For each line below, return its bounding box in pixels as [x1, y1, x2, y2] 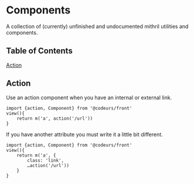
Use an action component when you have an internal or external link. [6, 94, 172, 101]
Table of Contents [6, 46, 73, 56]
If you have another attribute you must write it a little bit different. [6, 131, 163, 138]
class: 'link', [27, 157, 64, 164]
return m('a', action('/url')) [16, 115, 93, 121]
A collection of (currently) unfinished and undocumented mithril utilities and [6, 23, 189, 30]
